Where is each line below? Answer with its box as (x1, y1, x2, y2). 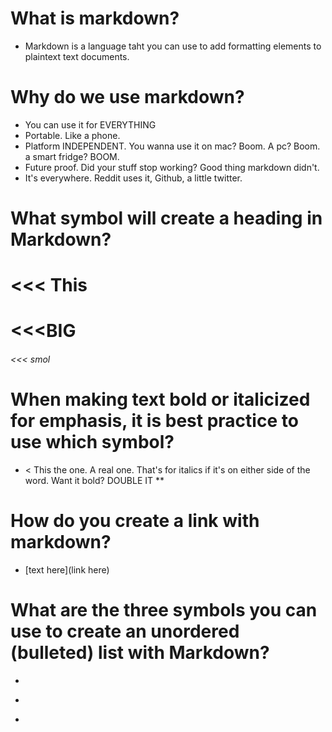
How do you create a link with (10, 510, 260, 532)
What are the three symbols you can (10, 599, 318, 622)
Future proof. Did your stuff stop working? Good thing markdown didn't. (24, 161, 320, 173)
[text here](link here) (24, 563, 110, 576)
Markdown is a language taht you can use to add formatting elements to (24, 40, 322, 52)
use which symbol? (10, 431, 175, 454)
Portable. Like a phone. (24, 129, 121, 141)
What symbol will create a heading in (10, 207, 323, 230)
